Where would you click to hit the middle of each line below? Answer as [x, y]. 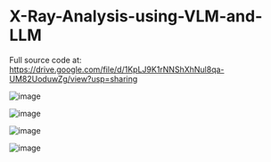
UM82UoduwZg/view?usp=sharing [74, 78]
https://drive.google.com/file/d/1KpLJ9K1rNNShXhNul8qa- [117, 69]
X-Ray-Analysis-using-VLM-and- [136, 16]
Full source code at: [45, 60]
